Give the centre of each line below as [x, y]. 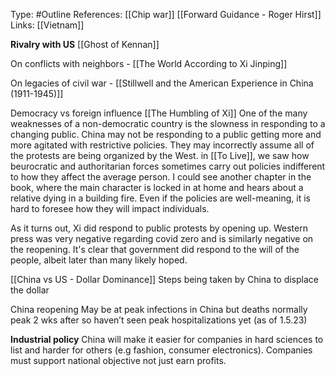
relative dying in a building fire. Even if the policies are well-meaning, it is [161, 198]
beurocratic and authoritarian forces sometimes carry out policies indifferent [168, 166]
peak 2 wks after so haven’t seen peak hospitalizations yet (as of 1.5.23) [159, 320]
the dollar [30, 290]
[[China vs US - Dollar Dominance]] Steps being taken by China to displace [164, 279]
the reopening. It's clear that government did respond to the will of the [155, 249]
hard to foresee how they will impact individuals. [110, 208]
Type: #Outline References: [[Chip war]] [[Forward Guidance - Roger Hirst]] [166, 14]
